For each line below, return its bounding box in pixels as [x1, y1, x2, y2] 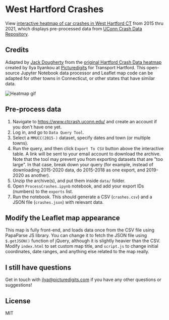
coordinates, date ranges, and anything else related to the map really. [5, 249, 150, 255]
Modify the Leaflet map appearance [5, 213, 120, 222]
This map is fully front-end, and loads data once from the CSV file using [5, 227, 155, 233]
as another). [25, 172, 50, 178]
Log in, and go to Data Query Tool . [12, 129, 85, 135]
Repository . [5, 31, 29, 37]
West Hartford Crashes [5, 4, 104, 15]
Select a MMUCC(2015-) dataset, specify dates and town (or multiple [12, 134, 151, 141]
